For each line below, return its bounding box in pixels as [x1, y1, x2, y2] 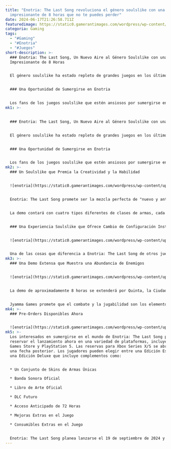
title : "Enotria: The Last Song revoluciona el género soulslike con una [5, 7, 165, 13]
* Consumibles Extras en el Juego [10, 422, 83, 427]
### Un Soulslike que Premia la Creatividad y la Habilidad [10, 170, 140, 175]
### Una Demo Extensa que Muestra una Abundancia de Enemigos [10, 261, 145, 266]
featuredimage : [5, 21, 38, 27]
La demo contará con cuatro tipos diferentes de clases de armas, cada [10, 210, 165, 215]
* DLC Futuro [10, 395, 38, 400]
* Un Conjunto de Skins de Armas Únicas [10, 367, 97, 372]
